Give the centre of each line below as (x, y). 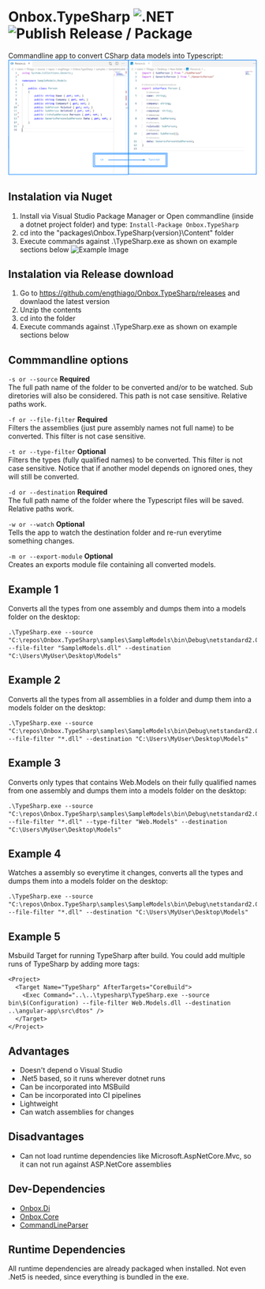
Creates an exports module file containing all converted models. (112, 565)
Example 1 (34, 590)
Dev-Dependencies (57, 1189)
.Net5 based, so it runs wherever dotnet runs (92, 1079)
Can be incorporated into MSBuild (75, 1087)
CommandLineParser (54, 1225)
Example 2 (34, 680)
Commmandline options (68, 360)
